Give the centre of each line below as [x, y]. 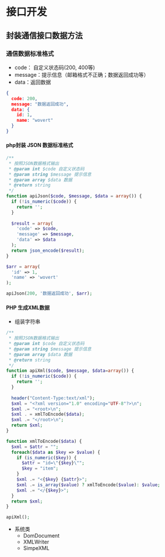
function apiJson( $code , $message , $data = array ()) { [74, 196]
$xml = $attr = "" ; [35, 447]
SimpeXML [36, 548]
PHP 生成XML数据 [28, 307]
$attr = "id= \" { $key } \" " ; [53, 463]
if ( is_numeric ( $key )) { [47, 457]
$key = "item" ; [40, 469]
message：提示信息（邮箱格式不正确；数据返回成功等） [82, 74]
